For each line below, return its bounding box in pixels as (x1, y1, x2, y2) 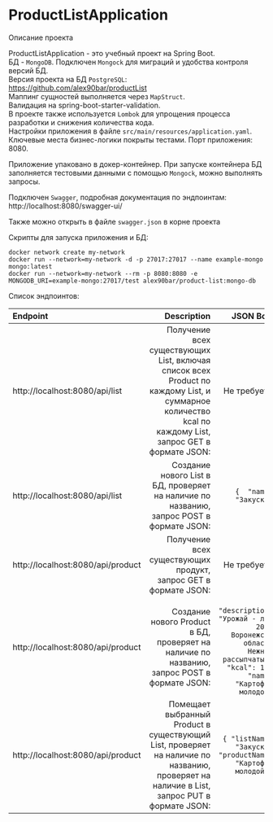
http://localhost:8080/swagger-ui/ (8, 201, 123, 211)
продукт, (175, 564, 211, 575)
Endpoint (12, 310, 49, 321)
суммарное (165, 395, 211, 406)
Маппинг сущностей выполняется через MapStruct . (8, 91, 185, 101)
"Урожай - (218, 614, 257, 623)
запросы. (8, 177, 41, 186)
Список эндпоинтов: (8, 291, 80, 300)
